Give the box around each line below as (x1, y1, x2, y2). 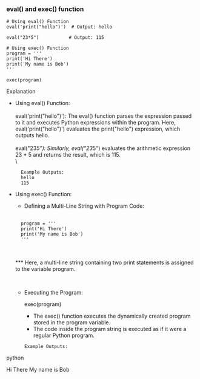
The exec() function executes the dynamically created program (33, 312, 191, 320)
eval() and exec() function (6, 5, 84, 13)
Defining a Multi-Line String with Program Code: (24, 202, 144, 210)
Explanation (6, 87, 36, 95)
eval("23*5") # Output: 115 (6, 35, 104, 41)
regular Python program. (33, 332, 95, 339)
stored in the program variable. (33, 319, 111, 326)
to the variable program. (15, 265, 76, 273)
